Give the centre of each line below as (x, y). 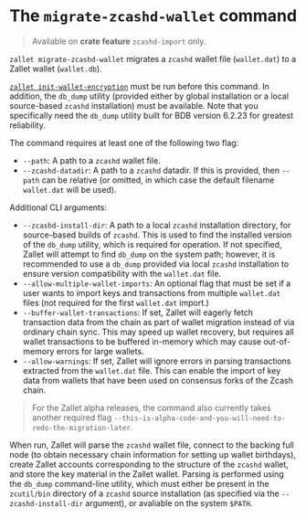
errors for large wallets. (100, 351)
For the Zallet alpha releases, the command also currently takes (151, 407)
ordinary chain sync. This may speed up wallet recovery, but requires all (158, 332)
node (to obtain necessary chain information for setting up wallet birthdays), (153, 454)
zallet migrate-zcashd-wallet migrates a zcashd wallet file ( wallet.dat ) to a (153, 58)
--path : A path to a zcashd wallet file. (92, 160)
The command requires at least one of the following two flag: (124, 143)
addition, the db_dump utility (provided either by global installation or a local (149, 96)
